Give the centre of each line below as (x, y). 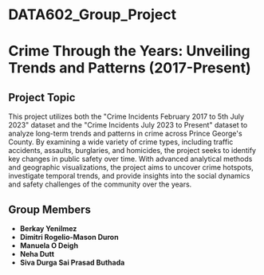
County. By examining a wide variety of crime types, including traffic (121, 142)
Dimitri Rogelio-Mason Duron (69, 237)
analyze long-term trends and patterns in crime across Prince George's (125, 134)
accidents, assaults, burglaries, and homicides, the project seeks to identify (132, 151)
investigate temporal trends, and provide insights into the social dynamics (129, 176)
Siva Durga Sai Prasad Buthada (72, 262)
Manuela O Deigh (49, 246)
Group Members (50, 209)
